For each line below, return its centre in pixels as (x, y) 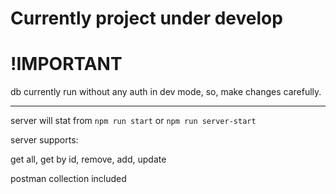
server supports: (44, 140)
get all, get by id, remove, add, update (88, 159)
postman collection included (68, 179)
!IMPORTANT (66, 64)
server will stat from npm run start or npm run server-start (133, 121)
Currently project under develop (146, 18)
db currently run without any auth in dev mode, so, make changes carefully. (166, 92)
